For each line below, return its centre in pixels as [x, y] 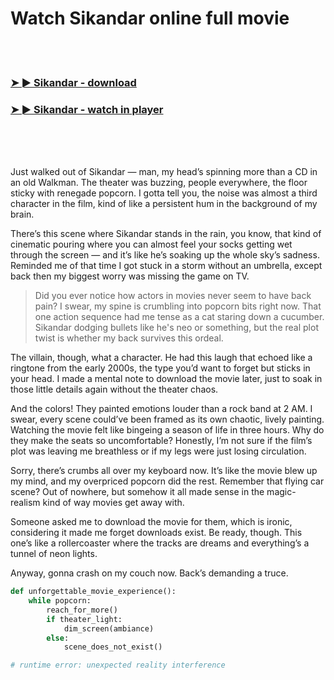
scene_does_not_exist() [113, 647]
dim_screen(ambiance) [109, 628]
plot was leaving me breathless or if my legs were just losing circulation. [158, 451]
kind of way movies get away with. [113, 503]
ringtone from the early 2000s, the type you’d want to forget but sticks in [160, 368]
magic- [281, 492]
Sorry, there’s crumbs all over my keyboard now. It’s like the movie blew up [164, 471]
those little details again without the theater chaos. [114, 389]
